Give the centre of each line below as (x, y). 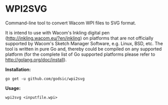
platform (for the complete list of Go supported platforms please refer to (80, 54)
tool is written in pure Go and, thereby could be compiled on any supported (83, 49)
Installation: (18, 69)
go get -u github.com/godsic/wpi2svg (45, 79)
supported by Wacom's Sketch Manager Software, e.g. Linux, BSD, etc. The (84, 43)
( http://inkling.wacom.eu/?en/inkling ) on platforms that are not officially (79, 38)
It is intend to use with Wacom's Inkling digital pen (57, 32)
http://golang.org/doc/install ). (36, 59)
